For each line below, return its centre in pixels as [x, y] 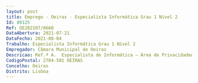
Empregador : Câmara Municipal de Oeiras [57, 50]
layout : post [22, 11]
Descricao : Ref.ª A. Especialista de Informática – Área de [83, 55]
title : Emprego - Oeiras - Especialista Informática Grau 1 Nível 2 [92, 17]
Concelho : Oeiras [27, 66]
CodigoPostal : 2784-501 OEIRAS [44, 60]
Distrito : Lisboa [27, 71]
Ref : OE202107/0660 [30, 28]
